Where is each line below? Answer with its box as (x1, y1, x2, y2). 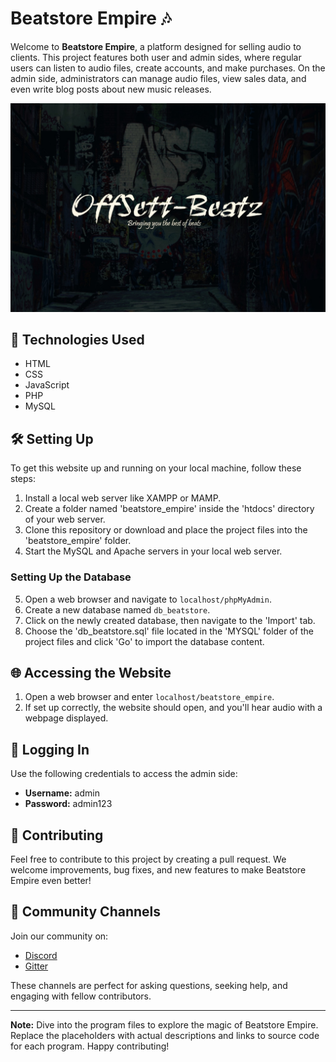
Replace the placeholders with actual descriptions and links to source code (10, 1029, 320, 1041)
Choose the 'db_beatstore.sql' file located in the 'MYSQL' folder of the (24, 625, 315, 637)
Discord (24, 949, 58, 961)
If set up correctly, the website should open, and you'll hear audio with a (24, 702, 323, 714)
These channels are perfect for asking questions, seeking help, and (10, 979, 288, 991)
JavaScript (24, 379, 70, 391)
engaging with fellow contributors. (10, 990, 152, 1002)
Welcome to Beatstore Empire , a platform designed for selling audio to (10, 40, 302, 52)
